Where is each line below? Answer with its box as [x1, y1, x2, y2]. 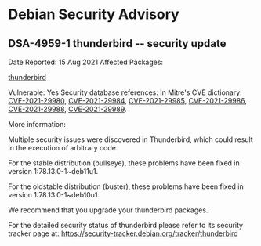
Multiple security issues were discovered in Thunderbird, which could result [8, 135, 253, 144]
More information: [8, 120, 67, 128]
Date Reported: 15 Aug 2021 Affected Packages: [8, 57, 163, 67]
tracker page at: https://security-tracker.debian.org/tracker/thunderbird [8, 229, 238, 238]
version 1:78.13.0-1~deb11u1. [8, 167, 99, 175]
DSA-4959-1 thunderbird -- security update [8, 37, 227, 50]
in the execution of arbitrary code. [8, 143, 118, 152]
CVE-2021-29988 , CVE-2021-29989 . [8, 104, 127, 114]
